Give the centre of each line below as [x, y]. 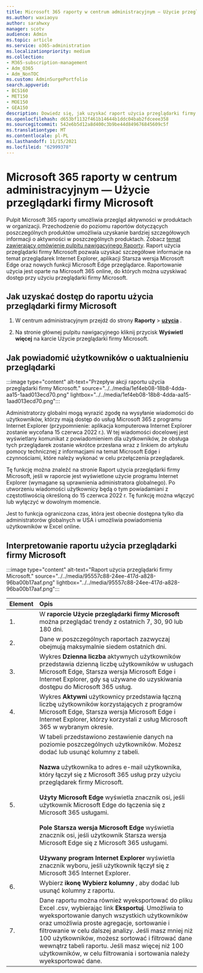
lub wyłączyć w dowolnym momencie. [54, 502]
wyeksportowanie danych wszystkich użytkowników [114, 915]
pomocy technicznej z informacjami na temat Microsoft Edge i [83, 451]
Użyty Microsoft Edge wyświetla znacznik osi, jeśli [112, 797]
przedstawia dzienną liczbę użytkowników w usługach [116, 664]
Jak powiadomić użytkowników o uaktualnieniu [98, 358]
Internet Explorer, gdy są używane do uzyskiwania [111, 679]
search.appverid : [28, 85]
